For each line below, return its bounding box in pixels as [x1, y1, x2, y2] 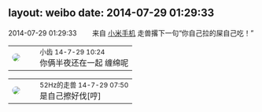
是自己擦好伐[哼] [39, 90, 101, 101]
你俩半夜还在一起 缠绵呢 [39, 57, 129, 68]
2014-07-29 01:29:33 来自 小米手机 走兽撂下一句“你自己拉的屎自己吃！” [8, 28, 254, 38]
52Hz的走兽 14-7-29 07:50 [39, 80, 129, 89]
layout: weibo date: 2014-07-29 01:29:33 [8, 6, 215, 20]
